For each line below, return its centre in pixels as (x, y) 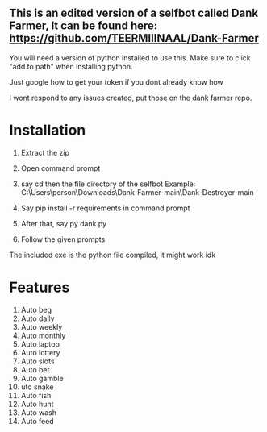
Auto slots (38, 361)
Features (40, 287)
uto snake (37, 387)
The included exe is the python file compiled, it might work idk (113, 255)
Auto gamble (42, 378)
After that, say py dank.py (64, 223)
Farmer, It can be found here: (83, 26)
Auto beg (36, 309)
